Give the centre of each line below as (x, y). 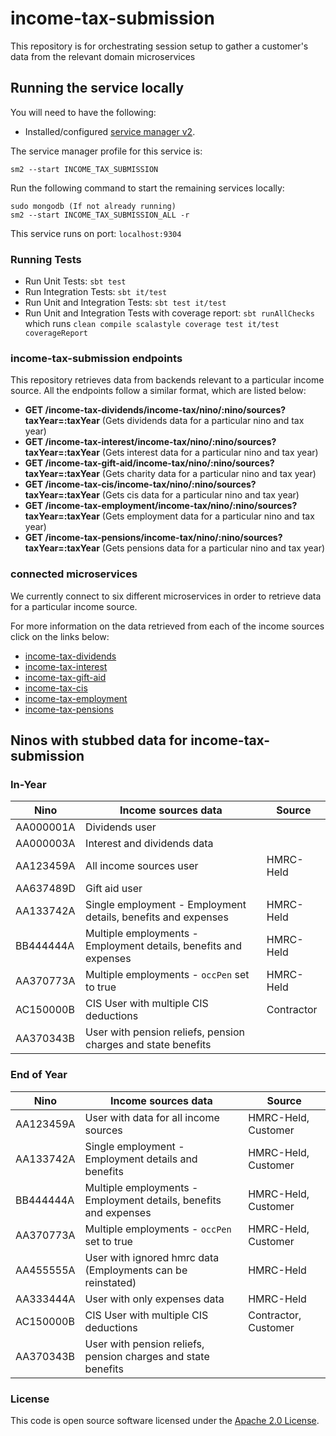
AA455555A (45, 1270)
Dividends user (121, 827)
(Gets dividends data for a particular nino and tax (203, 421)
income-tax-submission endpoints (96, 358)
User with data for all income (152, 1117)
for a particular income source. (74, 606)
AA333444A (45, 1299)
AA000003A (45, 844)
